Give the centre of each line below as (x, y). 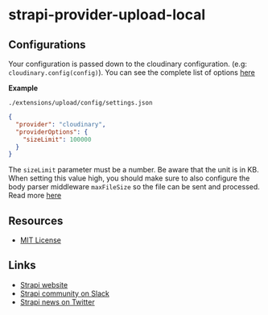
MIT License (41, 240)
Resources (36, 220)
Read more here (35, 196)
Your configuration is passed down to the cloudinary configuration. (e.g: (128, 64)
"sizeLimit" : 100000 (57, 139)
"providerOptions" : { (52, 132)
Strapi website (44, 284)
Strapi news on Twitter (57, 302)
